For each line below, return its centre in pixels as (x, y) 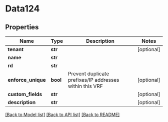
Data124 (22, 9)
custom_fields (25, 94)
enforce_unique (27, 80)
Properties (22, 27)
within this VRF (85, 86)
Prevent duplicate (88, 74)
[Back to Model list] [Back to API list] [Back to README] (62, 115)
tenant (16, 49)
